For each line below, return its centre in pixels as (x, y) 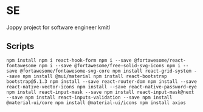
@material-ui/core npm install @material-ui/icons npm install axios (96, 103)
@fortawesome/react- (160, 60)
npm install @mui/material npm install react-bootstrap (95, 76)
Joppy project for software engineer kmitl (58, 27)
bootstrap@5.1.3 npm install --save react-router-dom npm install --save (102, 81)
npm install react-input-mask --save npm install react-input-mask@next (100, 92)
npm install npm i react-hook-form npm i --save (69, 60)
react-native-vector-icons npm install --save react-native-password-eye (102, 87)
